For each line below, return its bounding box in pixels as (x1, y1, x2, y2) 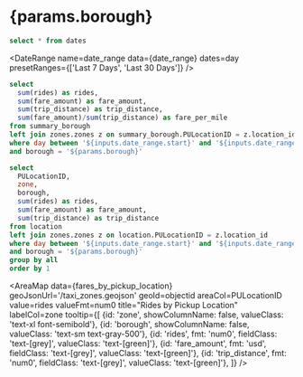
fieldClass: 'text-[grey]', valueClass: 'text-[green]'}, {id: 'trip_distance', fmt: (9, 348, 287, 359)
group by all (9, 256, 59, 265)
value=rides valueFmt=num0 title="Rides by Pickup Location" (9, 300, 239, 311)
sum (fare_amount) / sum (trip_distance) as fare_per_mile (17, 113, 228, 123)
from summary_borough (9, 122, 91, 131)
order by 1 (9, 264, 50, 273)
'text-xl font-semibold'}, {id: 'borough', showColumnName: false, (9, 319, 250, 330)
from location (9, 221, 63, 231)
